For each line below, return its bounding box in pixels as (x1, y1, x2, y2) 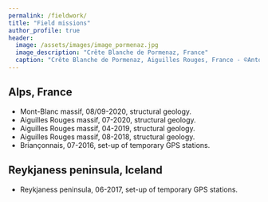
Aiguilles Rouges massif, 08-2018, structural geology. (19, 132, 195, 142)
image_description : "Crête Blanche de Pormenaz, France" (15, 49, 209, 56)
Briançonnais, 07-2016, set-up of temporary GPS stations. (19, 140, 211, 150)
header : (8, 33, 34, 42)
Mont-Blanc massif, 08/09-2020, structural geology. (19, 107, 192, 116)
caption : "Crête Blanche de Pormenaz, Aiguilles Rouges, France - (15, 56, 241, 64)
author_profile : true (8, 26, 81, 34)
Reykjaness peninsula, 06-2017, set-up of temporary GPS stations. (19, 185, 238, 194)
